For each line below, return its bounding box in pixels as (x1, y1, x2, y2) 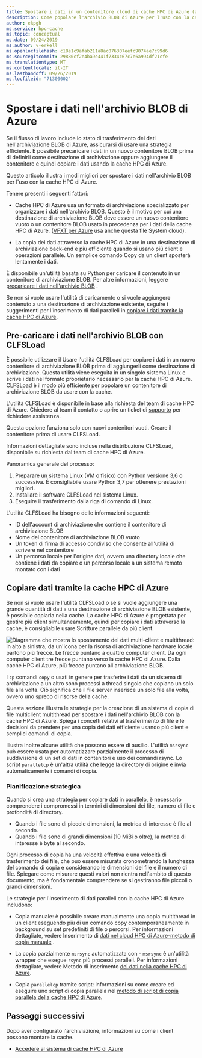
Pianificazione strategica (6, 782, 81, 790)
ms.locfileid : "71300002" (6, 76, 71, 82)
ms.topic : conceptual (6, 31, 61, 37)
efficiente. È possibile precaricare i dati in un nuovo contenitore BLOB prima (6, 147, 194, 155)
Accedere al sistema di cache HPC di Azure (14, 1045, 123, 1052)
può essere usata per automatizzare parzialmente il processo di (6, 747, 164, 755)
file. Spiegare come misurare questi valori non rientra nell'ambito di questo (6, 870, 191, 877)
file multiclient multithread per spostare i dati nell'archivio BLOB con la (6, 711, 180, 718)
